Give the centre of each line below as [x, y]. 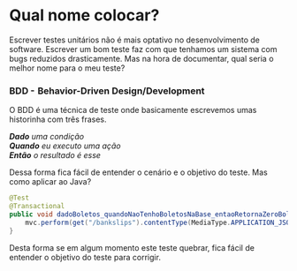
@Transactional [37, 207]
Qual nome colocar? [84, 15]
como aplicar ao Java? [50, 182]
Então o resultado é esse [55, 155]
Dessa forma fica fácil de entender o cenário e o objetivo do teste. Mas [138, 172]
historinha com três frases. [58, 119]
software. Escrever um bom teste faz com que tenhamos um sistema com [143, 49]
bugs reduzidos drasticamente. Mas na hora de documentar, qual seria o [141, 58]
